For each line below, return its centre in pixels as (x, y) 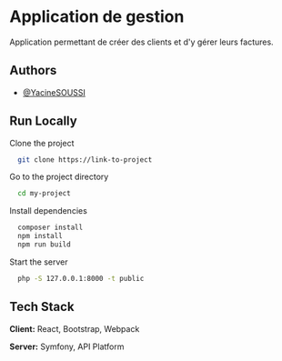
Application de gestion (97, 17)
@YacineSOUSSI (54, 92)
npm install (40, 236)
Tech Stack (42, 307)
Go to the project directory (59, 177)
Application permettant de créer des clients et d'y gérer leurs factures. (142, 42)
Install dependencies (49, 211)
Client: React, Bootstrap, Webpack (75, 328)
